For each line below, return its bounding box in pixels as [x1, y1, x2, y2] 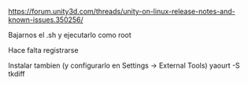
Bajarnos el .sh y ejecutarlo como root [8, 31, 131, 39]
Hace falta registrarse [8, 46, 79, 54]
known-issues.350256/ [8, 15, 84, 24]
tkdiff [8, 69, 25, 78]
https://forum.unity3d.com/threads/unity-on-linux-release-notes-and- [8, 7, 235, 16]
